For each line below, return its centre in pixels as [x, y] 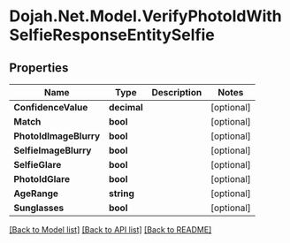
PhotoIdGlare [42, 179]
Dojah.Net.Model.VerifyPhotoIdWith [146, 16]
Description [177, 92]
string [122, 194]
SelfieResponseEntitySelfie [112, 35]
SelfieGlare [38, 165]
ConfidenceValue [51, 107]
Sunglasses [39, 208]
